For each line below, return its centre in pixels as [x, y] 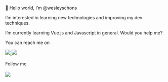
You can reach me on [27, 43]
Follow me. [16, 64]
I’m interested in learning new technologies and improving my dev [74, 17]
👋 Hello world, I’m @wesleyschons [41, 8]
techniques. [17, 23]
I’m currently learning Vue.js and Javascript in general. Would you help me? [84, 33]
